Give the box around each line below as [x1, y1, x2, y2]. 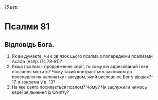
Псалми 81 [4, 21, 50, 32]
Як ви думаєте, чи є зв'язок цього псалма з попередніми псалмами [11, 53, 153, 59]
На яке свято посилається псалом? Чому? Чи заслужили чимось [11, 84, 147, 90]
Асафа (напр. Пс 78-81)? [11, 58, 62, 64]
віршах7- [134, 74, 154, 80]
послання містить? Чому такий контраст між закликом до [11, 69, 132, 74]
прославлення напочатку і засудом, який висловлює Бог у [11, 74, 134, 80]
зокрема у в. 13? [21, 79, 55, 84]
